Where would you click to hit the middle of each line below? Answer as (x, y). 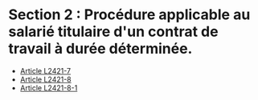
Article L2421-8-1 (49, 88)
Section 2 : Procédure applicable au (129, 15)
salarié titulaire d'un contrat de (113, 32)
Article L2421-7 (45, 70)
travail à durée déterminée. (100, 49)
